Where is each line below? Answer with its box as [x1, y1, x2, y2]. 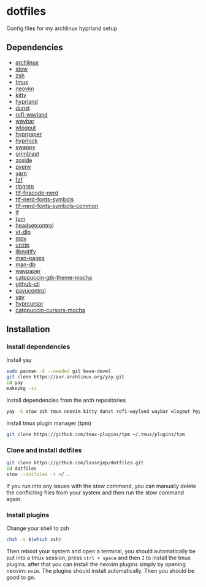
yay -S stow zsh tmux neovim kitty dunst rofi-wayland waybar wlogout [6, 408, 191, 415]
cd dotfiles [6, 465, 37, 472]
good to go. [6, 574, 36, 581]
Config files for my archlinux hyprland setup [6, 25, 118, 32]
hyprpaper [15, 130, 42, 137]
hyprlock [15, 137, 38, 144]
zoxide [15, 156, 32, 164]
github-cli [15, 280, 40, 288]
